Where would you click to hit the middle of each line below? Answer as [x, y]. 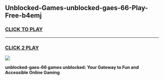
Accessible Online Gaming [32, 72]
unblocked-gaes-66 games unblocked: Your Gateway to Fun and [72, 67]
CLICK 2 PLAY [22, 48]
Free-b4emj [23, 16]
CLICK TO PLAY [24, 30]
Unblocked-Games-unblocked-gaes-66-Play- [77, 8]
